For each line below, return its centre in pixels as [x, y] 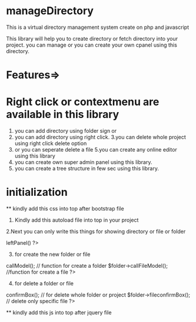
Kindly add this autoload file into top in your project [77, 220]
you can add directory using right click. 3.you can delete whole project [100, 137]
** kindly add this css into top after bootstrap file [65, 208]
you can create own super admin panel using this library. [83, 162]
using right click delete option [51, 143]
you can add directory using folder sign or [66, 131]
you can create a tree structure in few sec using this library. [87, 169]
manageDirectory [50, 11]
